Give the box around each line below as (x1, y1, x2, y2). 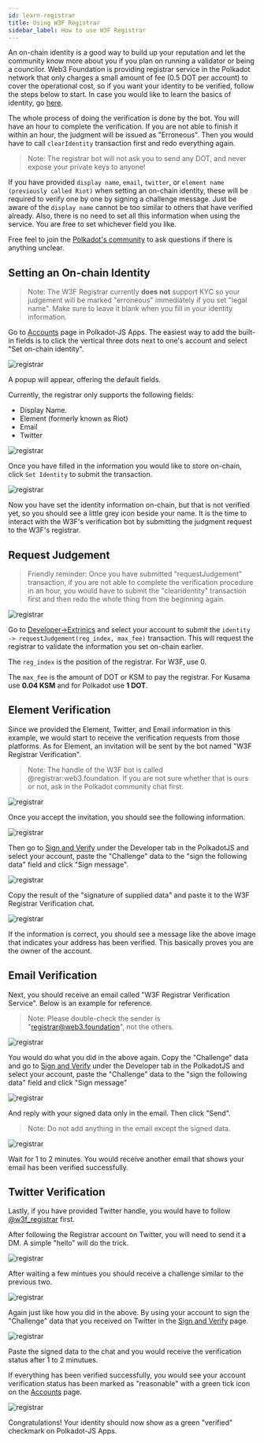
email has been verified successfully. (8, 1162, 128, 1172)
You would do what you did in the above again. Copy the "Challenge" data (8, 1052, 248, 1062)
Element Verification (8, 703, 111, 717)
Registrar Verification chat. (8, 898, 95, 908)
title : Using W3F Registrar (8, 19, 101, 27)
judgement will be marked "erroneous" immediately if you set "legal (27, 295, 247, 305)
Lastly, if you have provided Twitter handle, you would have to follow (8, 1206, 231, 1216)
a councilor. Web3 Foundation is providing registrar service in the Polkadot (8, 65, 251, 74)
